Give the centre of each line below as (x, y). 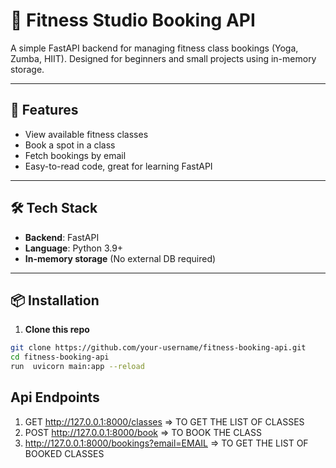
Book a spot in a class (70, 145)
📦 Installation (55, 300)
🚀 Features (44, 110)
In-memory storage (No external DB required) (120, 258)
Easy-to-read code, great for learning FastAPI (118, 166)
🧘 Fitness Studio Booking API (133, 20)
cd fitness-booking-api (60, 357)
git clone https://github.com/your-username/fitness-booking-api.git (158, 348)
